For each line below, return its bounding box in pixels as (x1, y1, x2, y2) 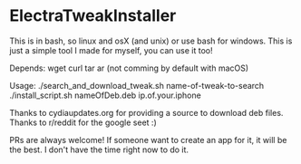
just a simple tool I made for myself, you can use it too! (9, 44, 213, 55)
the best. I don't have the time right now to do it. (9, 144, 189, 155)
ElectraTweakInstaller (9, 5, 177, 26)
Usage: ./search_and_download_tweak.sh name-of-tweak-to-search (9, 80, 265, 91)
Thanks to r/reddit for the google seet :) (9, 117, 157, 128)
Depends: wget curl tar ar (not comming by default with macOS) (9, 63, 249, 73)
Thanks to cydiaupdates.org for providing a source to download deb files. (9, 107, 284, 118)
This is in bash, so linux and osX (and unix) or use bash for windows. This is (9, 35, 293, 46)
